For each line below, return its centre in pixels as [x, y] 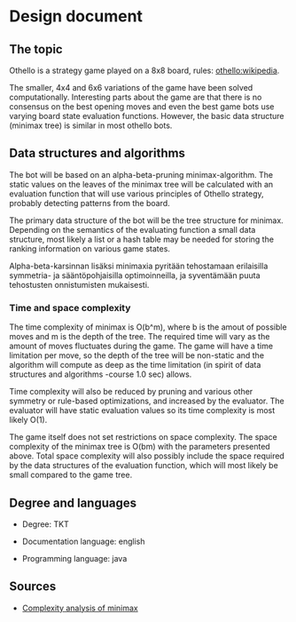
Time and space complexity [70, 307]
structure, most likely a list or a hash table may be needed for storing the [142, 239]
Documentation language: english [83, 541]
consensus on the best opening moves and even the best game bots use [142, 107]
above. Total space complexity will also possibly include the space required [147, 456]
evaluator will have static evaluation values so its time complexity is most [142, 411]
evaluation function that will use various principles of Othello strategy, [136, 194]
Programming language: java [74, 558]
